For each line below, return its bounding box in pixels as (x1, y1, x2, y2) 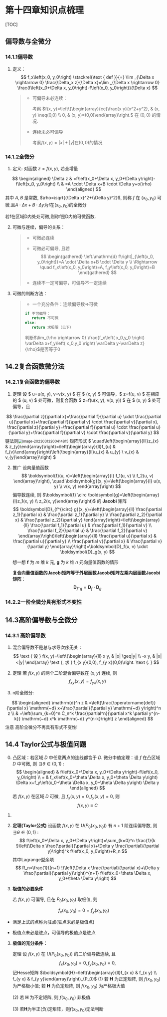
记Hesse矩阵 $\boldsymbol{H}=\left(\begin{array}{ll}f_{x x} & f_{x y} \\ (12, 969, 157, 975)
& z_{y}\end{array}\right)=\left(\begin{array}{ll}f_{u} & (5, 443, 116, 449)
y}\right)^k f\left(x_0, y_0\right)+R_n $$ (47, 848, 128, 854)
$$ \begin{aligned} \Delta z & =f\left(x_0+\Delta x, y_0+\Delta (12, 175, 137, 181)
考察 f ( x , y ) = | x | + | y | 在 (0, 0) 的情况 (32, 139, 103, 145)
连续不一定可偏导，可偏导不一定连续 (32, 280, 107, 286)
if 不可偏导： (24, 311, 51, 316)
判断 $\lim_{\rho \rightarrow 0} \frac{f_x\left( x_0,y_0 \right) (24, 335, 145, 341)
